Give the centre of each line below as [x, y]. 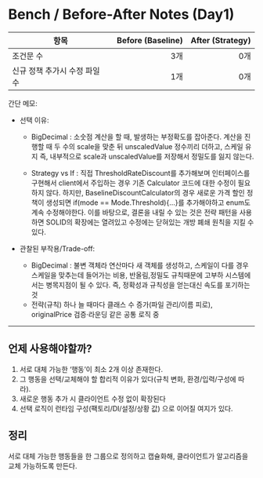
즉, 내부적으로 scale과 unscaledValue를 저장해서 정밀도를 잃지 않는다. [147, 156]
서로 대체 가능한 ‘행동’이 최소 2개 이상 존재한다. [91, 369]
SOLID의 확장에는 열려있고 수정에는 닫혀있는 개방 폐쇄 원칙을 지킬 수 [150, 222]
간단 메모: [23, 103]
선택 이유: [34, 120]
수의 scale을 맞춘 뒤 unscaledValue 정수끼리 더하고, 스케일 [153, 146]
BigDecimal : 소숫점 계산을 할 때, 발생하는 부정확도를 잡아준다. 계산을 [137, 137]
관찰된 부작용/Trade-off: [57, 248]
